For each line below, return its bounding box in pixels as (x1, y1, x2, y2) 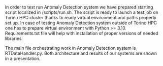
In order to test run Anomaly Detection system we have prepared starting (5, 4, 154, 10)
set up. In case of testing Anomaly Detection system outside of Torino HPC (5, 20, 157, 26)
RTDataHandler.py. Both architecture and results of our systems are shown (5, 50, 157, 56)
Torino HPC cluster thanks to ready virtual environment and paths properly (5, 15, 157, 20)
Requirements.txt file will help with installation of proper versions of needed (5, 31, 159, 36)
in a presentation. (5, 56, 41, 61)
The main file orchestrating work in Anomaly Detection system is (5, 45, 136, 51)
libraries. (5, 35, 23, 41)
